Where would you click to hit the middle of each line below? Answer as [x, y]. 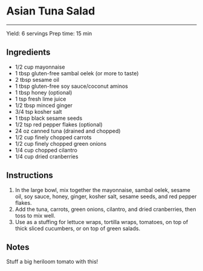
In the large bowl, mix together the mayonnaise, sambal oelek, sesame [102, 190]
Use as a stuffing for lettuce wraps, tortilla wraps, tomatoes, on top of [101, 222]
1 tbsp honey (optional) [43, 92]
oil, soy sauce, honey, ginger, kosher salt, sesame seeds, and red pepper [106, 196]
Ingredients [28, 52]
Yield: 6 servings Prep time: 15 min [49, 33]
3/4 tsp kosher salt [38, 111]
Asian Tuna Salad [51, 11]
